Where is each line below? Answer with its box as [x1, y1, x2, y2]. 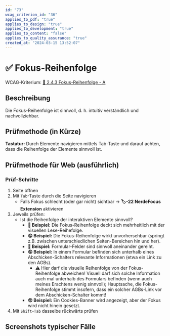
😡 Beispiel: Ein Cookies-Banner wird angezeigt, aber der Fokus [27, 297, 161, 303]
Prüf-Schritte [5, 176, 39, 183]
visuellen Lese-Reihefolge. [27, 227, 83, 233]
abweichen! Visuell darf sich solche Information [61, 270, 160, 276]
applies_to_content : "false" [5, 31, 67, 36]
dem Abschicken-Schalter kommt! [35, 292, 107, 298]
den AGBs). [27, 260, 52, 266]
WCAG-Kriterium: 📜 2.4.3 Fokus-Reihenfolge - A [5, 79, 106, 85]
